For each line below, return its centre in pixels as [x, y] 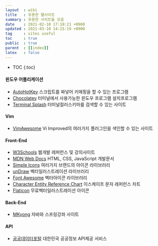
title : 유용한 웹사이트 [30, 15]
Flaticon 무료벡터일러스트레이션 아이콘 [51, 190]
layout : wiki [21, 10]
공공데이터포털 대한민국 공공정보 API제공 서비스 [60, 238]
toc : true [21, 39]
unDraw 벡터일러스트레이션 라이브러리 [51, 172]
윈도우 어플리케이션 [24, 79]
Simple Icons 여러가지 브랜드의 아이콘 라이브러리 [61, 165]
